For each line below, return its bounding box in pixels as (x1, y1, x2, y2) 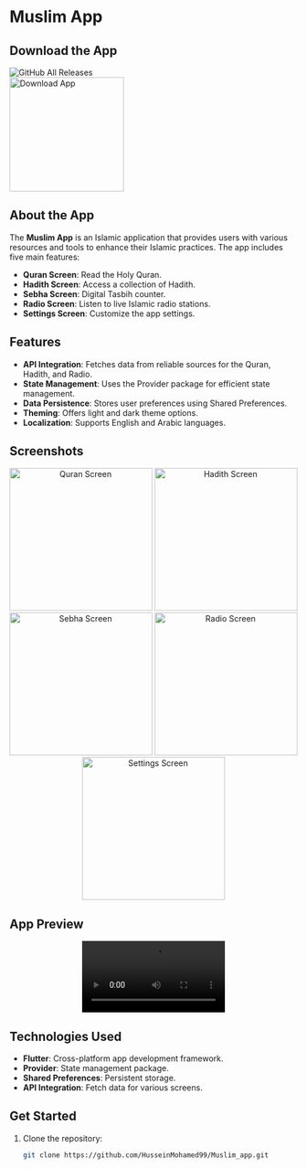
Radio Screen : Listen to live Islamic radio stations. (22, 298, 211, 309)
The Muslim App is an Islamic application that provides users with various (9, 231, 288, 243)
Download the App (9, 43, 118, 58)
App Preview (9, 916, 84, 931)
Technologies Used (9, 1028, 122, 1044)
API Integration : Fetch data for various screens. (22, 1082, 203, 1093)
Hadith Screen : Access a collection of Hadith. (22, 279, 196, 290)
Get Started (9, 1109, 77, 1124)
